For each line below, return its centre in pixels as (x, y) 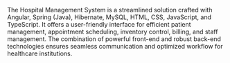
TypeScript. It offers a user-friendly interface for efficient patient (99, 24)
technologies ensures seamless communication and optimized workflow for (115, 46)
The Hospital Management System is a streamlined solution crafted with (110, 10)
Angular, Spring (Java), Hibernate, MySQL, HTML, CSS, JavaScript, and (109, 17)
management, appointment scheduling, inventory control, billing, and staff (113, 32)
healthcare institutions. (40, 53)
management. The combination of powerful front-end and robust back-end (114, 39)
